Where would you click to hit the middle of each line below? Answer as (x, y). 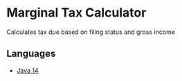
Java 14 (27, 70)
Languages (31, 54)
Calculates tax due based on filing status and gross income (91, 32)
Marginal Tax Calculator (76, 13)
